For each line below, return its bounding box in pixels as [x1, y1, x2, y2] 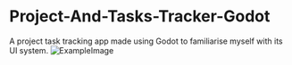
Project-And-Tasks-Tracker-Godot [9, 6, 271, 27]
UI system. [9, 45, 49, 55]
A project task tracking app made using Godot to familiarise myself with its [9, 36, 283, 46]
